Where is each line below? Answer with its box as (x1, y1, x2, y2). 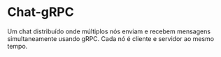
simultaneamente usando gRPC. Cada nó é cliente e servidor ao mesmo (7, 34, 215, 42)
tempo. (7, 42, 28, 50)
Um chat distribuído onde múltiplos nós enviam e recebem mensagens (7, 27, 211, 35)
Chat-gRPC (7, 4, 75, 20)
